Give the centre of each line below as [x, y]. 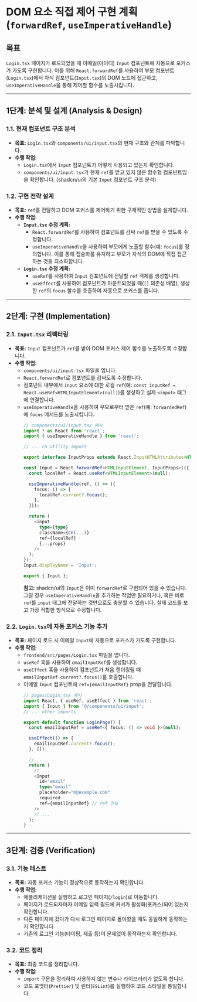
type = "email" [55, 787]
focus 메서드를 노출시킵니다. [62, 414]
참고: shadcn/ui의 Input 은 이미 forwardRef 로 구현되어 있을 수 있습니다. [105, 588]
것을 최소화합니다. [64, 261]
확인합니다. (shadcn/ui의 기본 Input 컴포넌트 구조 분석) [93, 179]
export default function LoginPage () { [72, 722]
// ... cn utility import [55, 447]
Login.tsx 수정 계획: [47, 268]
